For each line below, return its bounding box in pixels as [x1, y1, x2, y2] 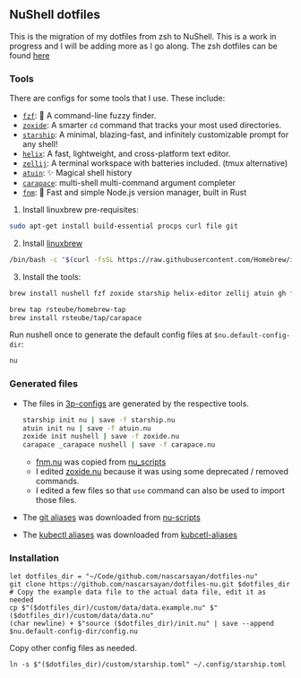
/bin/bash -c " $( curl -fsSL [9, 255, 115, 264]
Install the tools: [21, 271, 82, 282]
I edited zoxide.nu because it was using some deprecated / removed [35, 466, 289, 477]
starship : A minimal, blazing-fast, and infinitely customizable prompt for [21, 129, 289, 140]
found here [9, 49, 50, 61]
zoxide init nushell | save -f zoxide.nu [21, 432, 180, 441]
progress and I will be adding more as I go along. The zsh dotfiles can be [9, 40, 278, 51]
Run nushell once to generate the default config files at [9, 329, 212, 340]
